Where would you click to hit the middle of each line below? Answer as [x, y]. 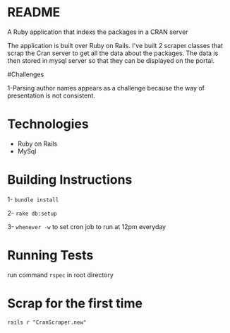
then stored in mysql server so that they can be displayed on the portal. [111, 60]
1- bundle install [33, 199]
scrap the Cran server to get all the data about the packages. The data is [113, 53]
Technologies [48, 124]
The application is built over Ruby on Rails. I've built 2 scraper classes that [115, 45]
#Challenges [26, 74]
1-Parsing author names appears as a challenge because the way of [106, 88]
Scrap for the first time [75, 303]
